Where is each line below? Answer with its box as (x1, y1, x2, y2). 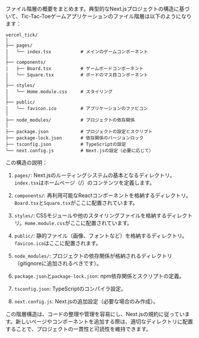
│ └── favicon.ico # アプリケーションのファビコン (5, 106, 148, 112)
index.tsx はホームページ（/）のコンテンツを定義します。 (14, 179, 155, 186)
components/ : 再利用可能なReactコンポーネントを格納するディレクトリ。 (14, 192, 192, 199)
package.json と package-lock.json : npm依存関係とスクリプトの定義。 (14, 272, 185, 279)
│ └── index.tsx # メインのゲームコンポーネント (5, 49, 148, 55)
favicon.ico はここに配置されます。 (14, 239, 102, 247)
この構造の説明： (5, 159, 48, 166)
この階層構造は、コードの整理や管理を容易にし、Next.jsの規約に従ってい (5, 311, 185, 318)
